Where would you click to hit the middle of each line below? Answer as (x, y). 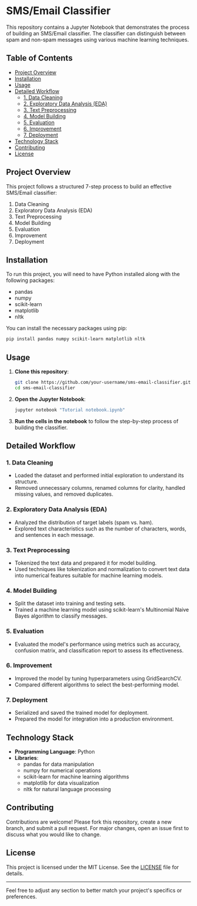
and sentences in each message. (55, 535)
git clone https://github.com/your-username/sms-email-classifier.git (103, 383)
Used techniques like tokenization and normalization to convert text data (102, 569)
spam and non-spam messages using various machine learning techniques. (98, 39)
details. (15, 873)
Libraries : (26, 758)
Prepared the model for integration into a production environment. (94, 719)
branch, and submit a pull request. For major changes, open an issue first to (98, 828)
